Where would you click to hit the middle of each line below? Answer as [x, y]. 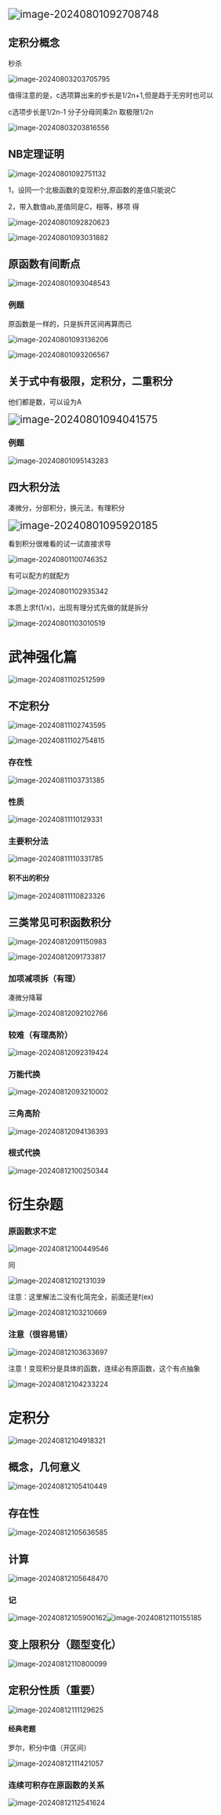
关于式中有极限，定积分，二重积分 [91, 381]
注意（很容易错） [40, 1335]
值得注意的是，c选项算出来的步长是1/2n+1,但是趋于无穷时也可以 [111, 95]
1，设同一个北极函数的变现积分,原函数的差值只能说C [92, 190]
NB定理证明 [36, 154]
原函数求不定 [33, 1231]
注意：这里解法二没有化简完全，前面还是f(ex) [81, 1297]
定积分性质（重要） [54, 1691]
